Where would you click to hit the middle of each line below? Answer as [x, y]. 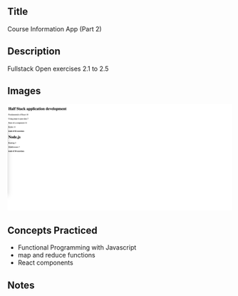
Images [24, 91]
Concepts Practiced [52, 231]
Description [34, 52]
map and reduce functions [56, 255]
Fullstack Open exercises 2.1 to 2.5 [58, 68]
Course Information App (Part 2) [55, 29]
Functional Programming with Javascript [77, 247]
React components [45, 262]
